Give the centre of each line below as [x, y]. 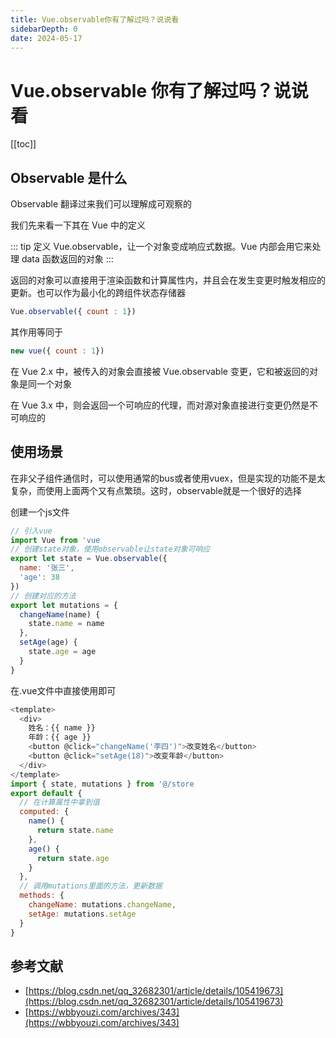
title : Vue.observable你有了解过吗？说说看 [95, 19]
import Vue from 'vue [55, 540]
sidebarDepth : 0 [44, 29]
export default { [46, 793]
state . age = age [62, 652]
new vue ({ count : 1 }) [57, 351]
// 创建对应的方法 [43, 596]
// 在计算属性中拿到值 [59, 802]
